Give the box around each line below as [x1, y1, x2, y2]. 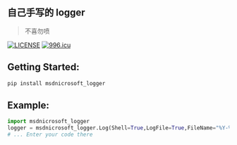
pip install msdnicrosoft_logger [7, 80, 106, 87]
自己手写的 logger [7, 6, 86, 19]
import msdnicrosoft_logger [7, 118, 90, 125]
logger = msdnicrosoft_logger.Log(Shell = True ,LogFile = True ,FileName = [7, 125, 217, 132]
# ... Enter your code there [7, 131, 93, 139]
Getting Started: [7, 61, 80, 73]
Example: [7, 99, 49, 111]
